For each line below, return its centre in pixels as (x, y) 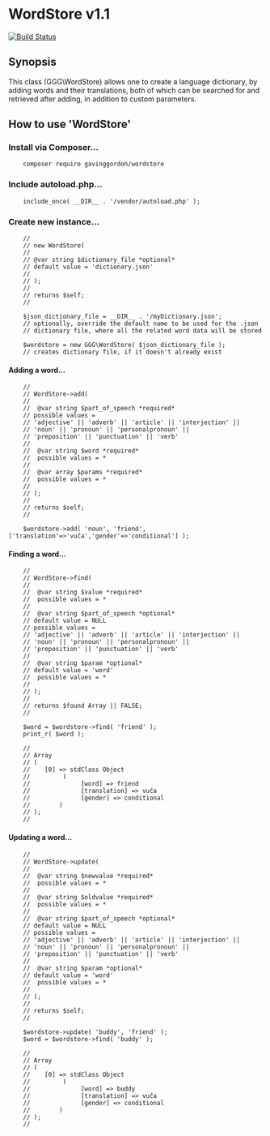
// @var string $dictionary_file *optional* (99, 260)
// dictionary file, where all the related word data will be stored (143, 331)
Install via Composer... (54, 148)
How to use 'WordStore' (70, 124)
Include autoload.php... (55, 185)
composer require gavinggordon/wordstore (93, 164)
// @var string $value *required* (83, 593)
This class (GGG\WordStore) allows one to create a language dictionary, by (133, 81)
